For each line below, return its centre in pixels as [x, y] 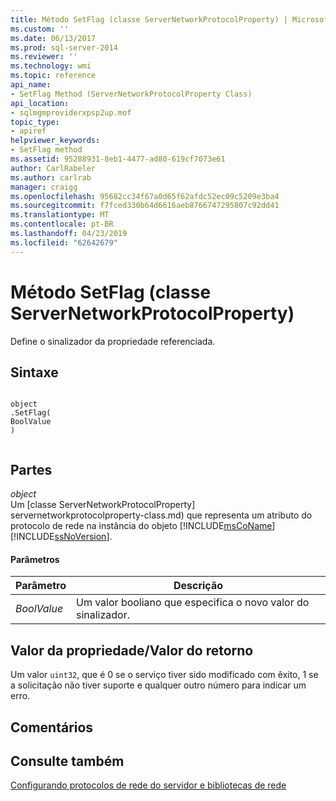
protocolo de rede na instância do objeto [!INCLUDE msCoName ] [143, 526]
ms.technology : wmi [51, 66]
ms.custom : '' [40, 29]
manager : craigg [44, 187]
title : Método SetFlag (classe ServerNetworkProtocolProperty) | [149, 19]
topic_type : [35, 122]
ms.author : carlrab [51, 177]
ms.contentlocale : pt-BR [62, 224]
